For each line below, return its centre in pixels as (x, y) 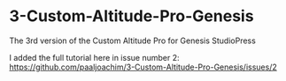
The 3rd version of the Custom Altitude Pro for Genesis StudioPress (133, 40)
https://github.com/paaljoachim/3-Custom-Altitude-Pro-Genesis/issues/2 (143, 67)
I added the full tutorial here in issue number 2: (94, 57)
